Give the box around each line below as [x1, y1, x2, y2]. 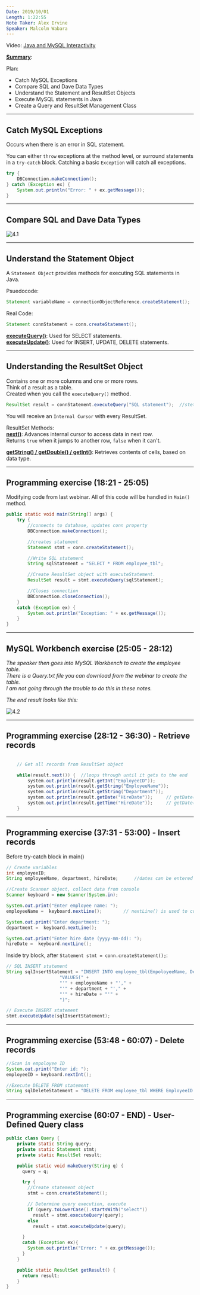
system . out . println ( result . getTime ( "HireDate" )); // [27, 800, 171, 806]
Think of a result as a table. [6, 383, 73, 391]
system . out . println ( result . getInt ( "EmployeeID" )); [27, 778, 156, 784]
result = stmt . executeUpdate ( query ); [32, 1223, 127, 1229]
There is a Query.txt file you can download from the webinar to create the [6, 672, 187, 679]
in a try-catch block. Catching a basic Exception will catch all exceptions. [6, 159, 186, 166]
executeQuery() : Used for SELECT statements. [6, 332, 122, 339]
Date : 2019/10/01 [6, 8, 49, 15]
